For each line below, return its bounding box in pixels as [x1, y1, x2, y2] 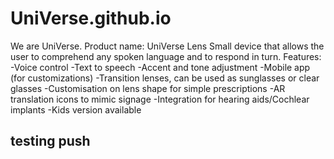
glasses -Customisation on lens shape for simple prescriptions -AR [10, 82, 286, 94]
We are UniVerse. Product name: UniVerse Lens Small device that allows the [10, 40, 325, 52]
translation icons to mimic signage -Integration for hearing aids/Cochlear [10, 93, 310, 105]
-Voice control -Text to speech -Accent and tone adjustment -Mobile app [10, 61, 311, 73]
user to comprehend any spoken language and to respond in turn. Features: [10, 50, 322, 62]
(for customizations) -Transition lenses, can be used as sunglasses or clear [10, 72, 320, 84]
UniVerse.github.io [10, 7, 172, 30]
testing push [10, 133, 91, 150]
